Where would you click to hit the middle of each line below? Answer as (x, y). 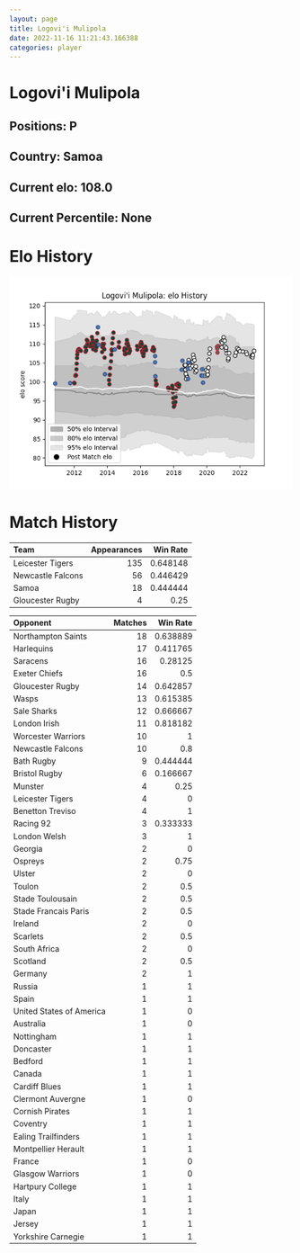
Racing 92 (32, 824)
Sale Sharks (35, 712)
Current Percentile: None (81, 218)
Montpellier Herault (49, 1149)
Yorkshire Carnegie (49, 1236)
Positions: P (44, 126)
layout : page (34, 19)
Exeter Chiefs (38, 674)
